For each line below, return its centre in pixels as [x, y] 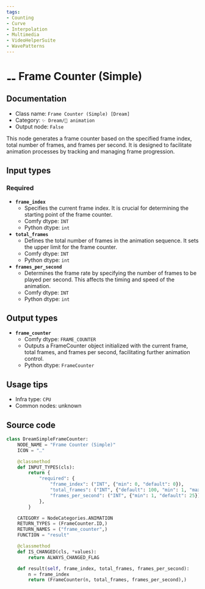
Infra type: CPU [33, 399]
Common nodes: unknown [48, 406]
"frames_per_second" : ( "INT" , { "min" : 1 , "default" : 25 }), [126, 495]
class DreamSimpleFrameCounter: [47, 439]
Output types [32, 318]
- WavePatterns [26, 46]
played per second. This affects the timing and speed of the [99, 280]
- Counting [20, 18]
